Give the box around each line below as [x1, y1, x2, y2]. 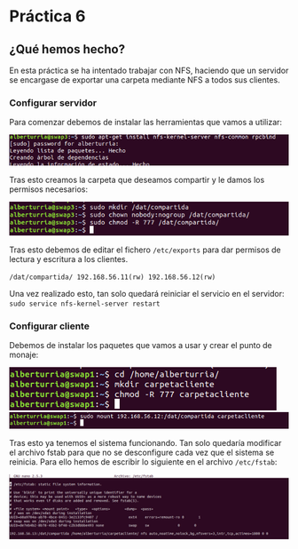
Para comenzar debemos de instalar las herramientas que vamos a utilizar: [9, 117, 282, 128]
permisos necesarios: [9, 184, 89, 195]
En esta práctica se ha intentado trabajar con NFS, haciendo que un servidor [9, 65, 289, 76]
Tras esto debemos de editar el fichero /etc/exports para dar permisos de [9, 244, 281, 255]
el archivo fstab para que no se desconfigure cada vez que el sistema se [9, 447, 275, 457]
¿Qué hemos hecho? [9, 42, 126, 57]
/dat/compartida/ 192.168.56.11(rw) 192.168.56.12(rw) [9, 273, 216, 282]
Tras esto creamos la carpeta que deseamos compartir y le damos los [9, 174, 265, 185]
